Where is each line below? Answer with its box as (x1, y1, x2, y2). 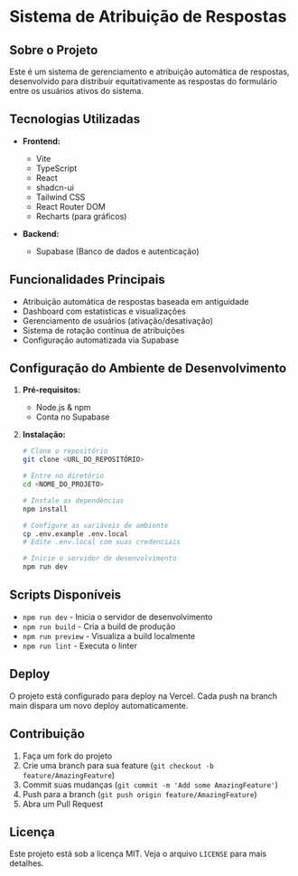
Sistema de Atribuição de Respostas (9, 6, 287, 27)
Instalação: (22, 429, 66, 440)
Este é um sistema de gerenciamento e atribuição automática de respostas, (9, 66, 290, 77)
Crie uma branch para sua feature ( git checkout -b (22, 759, 214, 770)
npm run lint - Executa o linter (22, 640, 137, 651)
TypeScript (35, 163, 78, 174)
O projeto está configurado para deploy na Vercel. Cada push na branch (9, 690, 278, 702)
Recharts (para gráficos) (35, 211, 127, 221)
